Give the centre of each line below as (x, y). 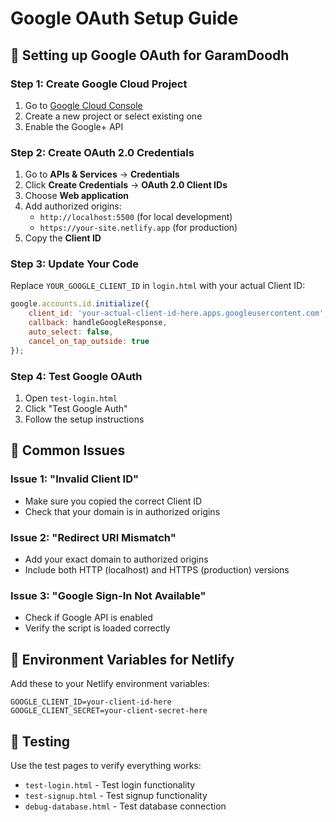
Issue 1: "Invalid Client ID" (75, 479)
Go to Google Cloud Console (83, 105)
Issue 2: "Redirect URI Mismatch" (93, 537)
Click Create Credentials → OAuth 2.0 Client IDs (126, 185)
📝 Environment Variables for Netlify (122, 659)
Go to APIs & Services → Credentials (102, 174)
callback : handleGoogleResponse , (98, 323)
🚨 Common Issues (68, 450)
